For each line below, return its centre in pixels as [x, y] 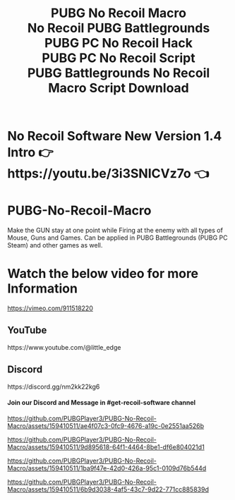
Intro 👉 [31, 153]
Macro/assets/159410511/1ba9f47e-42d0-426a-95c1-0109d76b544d [107, 468]
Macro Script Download [119, 88]
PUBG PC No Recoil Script [119, 58]
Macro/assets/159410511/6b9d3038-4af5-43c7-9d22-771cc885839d [108, 489]
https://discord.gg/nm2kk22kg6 [54, 386]
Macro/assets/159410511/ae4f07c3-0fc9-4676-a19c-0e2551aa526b [106, 426]
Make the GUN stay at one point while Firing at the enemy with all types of [115, 231]
